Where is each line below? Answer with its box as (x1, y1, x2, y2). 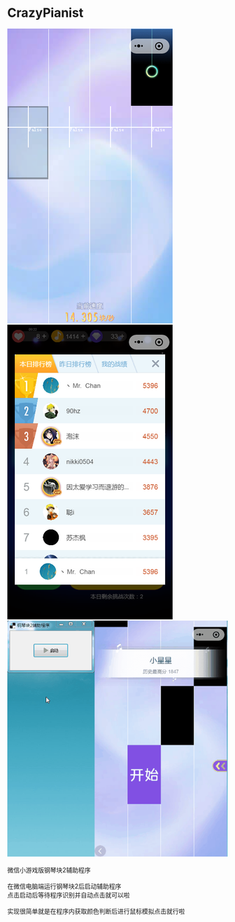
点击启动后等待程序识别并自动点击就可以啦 (7, 891, 130, 900)
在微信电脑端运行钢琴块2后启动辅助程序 (7, 882, 122, 890)
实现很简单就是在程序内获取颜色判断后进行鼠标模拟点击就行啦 (7, 907, 185, 916)
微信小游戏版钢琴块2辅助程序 (7, 866, 91, 874)
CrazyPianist (7, 5, 84, 21)
